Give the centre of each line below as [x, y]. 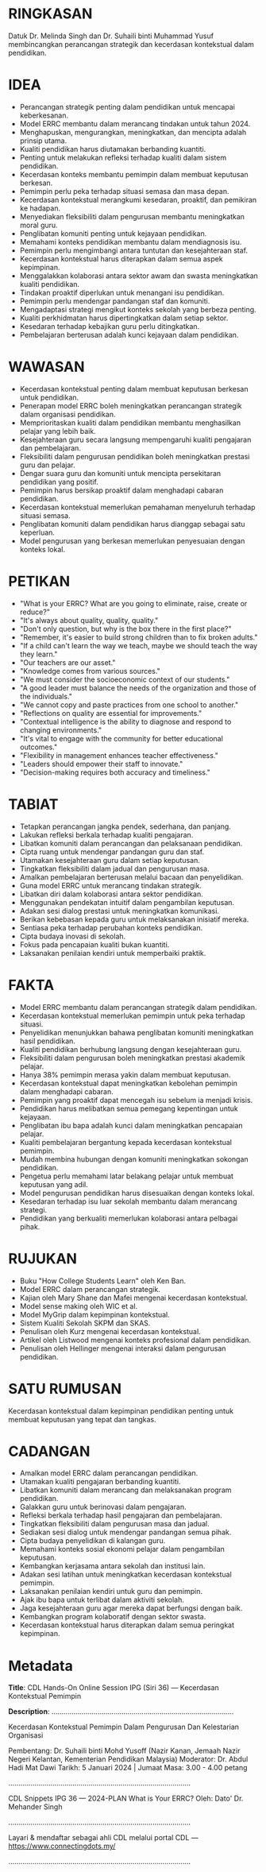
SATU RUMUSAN [65, 1389]
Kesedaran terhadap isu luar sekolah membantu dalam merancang [128, 1201]
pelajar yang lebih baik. [58, 431]
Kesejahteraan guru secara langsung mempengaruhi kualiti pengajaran [135, 439]
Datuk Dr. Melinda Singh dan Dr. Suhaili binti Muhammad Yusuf [111, 36]
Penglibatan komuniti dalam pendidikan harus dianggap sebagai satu [132, 524]
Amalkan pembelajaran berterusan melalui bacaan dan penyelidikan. [131, 877]
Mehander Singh [35, 1807]
